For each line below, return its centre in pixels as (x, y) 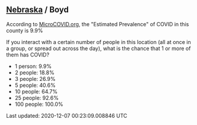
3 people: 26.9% (35, 79)
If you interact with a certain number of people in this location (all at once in (99, 42)
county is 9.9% (25, 30)
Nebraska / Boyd (38, 10)
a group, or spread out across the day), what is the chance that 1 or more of (99, 48)
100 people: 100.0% (39, 104)
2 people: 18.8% (34, 72)
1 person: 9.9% (33, 66)
